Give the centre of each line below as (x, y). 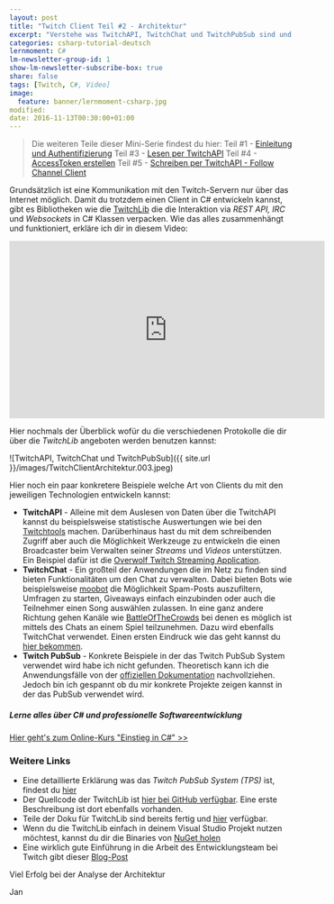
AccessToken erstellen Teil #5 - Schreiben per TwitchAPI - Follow (153, 163)
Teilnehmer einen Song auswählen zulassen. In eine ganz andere (143, 608)
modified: (28, 110)
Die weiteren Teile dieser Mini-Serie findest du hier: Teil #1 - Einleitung (162, 144)
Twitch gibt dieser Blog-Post (75, 857)
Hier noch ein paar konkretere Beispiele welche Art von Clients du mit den (146, 485)
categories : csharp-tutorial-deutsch (80, 43)
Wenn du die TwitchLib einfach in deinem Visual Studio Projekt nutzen (152, 828)
